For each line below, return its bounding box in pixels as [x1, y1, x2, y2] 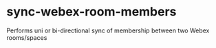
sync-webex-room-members [6, 4, 177, 20]
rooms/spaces [6, 33, 47, 41]
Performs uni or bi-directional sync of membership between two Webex [6, 26, 210, 34]
